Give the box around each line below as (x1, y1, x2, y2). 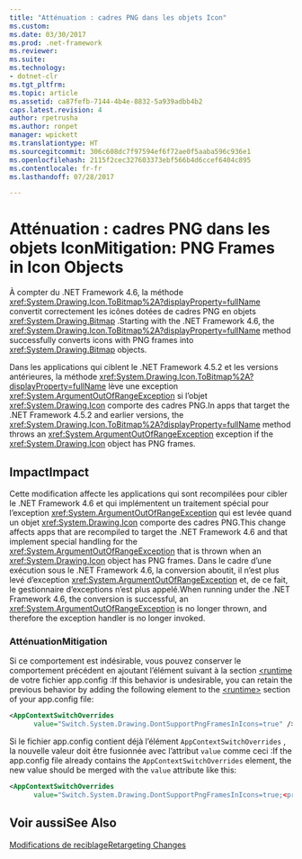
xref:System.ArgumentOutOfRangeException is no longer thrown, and (9, 603, 268, 613)
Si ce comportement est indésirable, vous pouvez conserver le (9, 656, 242, 666)
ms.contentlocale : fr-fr (9, 164, 102, 173)
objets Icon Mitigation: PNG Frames (9, 238, 276, 258)
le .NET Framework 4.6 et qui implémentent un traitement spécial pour (9, 498, 270, 509)
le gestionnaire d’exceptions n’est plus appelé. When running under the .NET (9, 584, 290, 594)
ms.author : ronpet (9, 122, 78, 131)
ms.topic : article (9, 88, 78, 97)
